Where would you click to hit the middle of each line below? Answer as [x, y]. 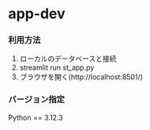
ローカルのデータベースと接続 [68, 59]
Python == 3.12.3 [36, 117]
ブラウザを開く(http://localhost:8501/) [81, 77]
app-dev [37, 14]
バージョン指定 [37, 100]
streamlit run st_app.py [57, 67]
